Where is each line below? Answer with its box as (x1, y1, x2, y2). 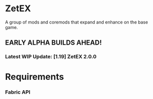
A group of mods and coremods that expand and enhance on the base (5, 19, 148, 25)
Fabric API (5, 89, 31, 96)
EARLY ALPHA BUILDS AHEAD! (5, 39, 102, 47)
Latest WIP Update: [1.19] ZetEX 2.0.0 (5, 53, 97, 60)
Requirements (5, 72, 64, 82)
